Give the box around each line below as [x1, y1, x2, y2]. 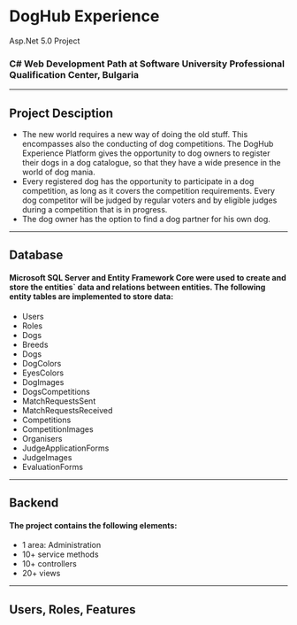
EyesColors [21, 367, 65, 378]
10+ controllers [21, 559, 77, 569]
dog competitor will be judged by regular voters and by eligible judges [21, 195, 278, 205]
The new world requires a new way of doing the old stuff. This [21, 129, 248, 140]
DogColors [21, 358, 62, 368]
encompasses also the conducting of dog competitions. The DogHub [21, 139, 274, 150]
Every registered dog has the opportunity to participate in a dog [21, 176, 255, 187]
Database [9, 248, 64, 263]
